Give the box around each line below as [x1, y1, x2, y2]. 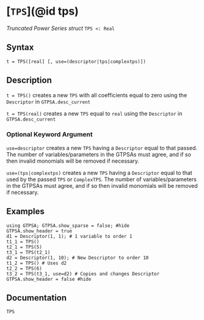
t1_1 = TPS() [6, 239, 40, 245]
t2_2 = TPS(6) [6, 265, 43, 272]
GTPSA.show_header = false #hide [6, 276, 92, 282]
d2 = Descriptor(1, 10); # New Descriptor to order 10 [6, 255, 149, 261]
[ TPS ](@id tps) [6, 4, 79, 18]
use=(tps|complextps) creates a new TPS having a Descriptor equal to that [6, 169, 192, 176]
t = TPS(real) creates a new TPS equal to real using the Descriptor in [6, 110, 183, 117]
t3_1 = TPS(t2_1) [6, 249, 51, 255]
